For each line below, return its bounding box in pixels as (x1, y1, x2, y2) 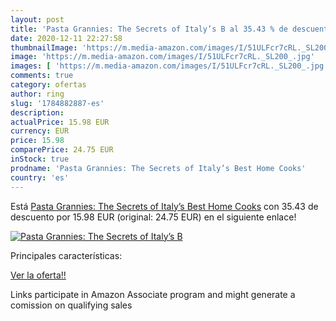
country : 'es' (10, 172, 70, 183)
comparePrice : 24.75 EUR (10, 145, 114, 155)
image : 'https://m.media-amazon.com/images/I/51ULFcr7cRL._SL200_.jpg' (10, 52, 315, 62)
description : (10, 107, 65, 118)
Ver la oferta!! (10, 269, 67, 281)
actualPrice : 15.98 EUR (10, 117, 110, 127)
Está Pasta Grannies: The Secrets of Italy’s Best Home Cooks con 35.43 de (10, 200, 319, 212)
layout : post (10, 14, 65, 25)
